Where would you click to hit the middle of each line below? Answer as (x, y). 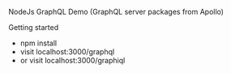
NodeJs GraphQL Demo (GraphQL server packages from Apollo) (116, 12)
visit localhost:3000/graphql (67, 52)
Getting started (34, 27)
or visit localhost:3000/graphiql (73, 60)
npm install (38, 43)
